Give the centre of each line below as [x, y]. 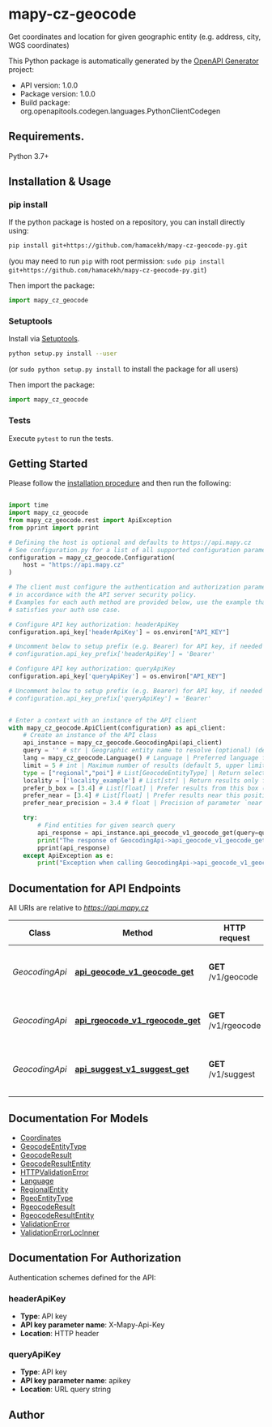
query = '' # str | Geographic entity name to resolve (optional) [137, 751]
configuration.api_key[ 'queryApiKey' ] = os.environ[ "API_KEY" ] [117, 677]
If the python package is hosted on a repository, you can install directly [127, 222]
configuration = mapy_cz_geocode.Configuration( [92, 557]
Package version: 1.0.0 [57, 93]
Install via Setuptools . [44, 339]
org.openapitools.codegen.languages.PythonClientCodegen [120, 111]
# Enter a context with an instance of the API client [103, 720]
